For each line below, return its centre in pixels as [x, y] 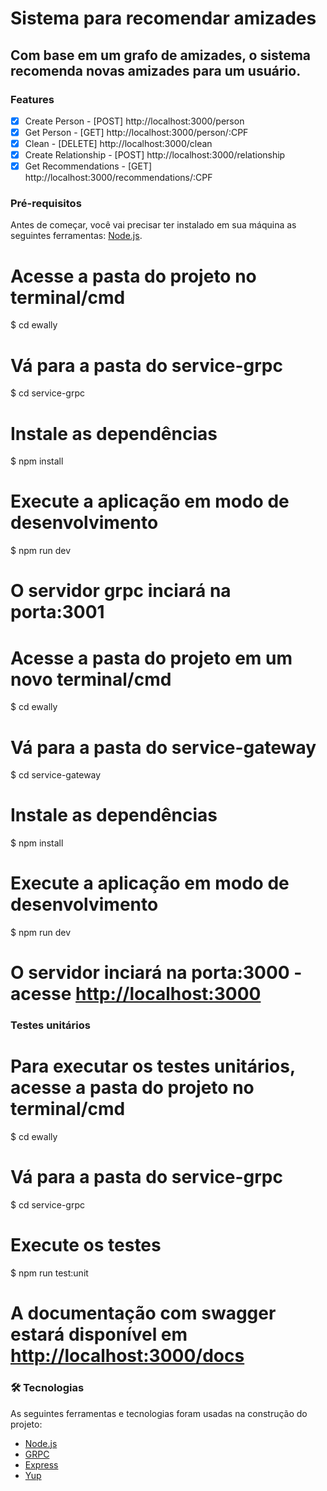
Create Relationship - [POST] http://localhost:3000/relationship [155, 155]
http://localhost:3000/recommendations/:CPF [118, 178]
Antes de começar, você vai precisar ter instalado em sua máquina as [153, 225]
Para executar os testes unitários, [153, 1066]
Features [32, 99]
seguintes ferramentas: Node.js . [76, 236]
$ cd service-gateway [56, 775]
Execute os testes [86, 1245]
